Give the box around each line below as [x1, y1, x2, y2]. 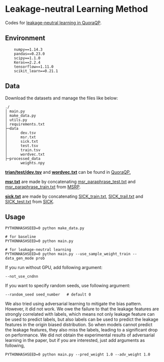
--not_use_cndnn [5, 274, 38, 279]
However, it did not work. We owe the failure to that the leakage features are [5, 306, 159, 312]
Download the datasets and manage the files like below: [5, 95, 118, 101]
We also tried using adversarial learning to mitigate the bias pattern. [5, 301, 142, 307]
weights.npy [20, 160, 45, 165]
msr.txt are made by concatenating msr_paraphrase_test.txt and [5, 179, 136, 184]
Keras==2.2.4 [14, 60, 41, 65]
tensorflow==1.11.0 [14, 64, 54, 69]
